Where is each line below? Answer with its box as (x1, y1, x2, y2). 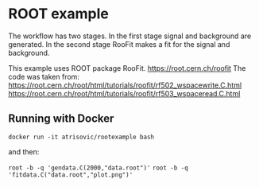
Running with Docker (8, 112, 114, 126)
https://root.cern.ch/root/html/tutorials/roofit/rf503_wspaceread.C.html (8, 88, 241, 98)
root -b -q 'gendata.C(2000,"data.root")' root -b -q (8, 164, 188, 172)
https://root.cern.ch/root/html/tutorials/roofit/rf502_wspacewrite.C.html (8, 80, 242, 90)
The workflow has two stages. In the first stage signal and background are (8, 31, 252, 41)
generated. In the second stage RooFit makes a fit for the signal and (8, 39, 230, 49)
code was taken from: (8, 72, 79, 81)
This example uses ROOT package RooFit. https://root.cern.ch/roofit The (8, 63, 246, 72)
